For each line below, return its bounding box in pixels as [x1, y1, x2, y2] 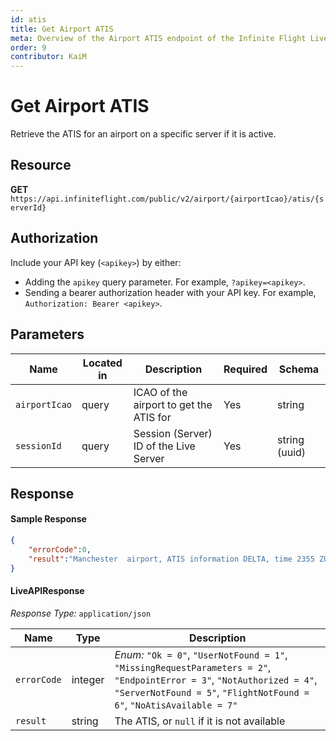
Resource [10, 157, 72, 174]
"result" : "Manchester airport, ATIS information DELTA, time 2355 [28, 554, 315, 564]
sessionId [15, 440, 62, 451]
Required [223, 362, 268, 376]
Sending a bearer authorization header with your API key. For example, [24, 286, 317, 298]
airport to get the [133, 397, 213, 411]
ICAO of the [133, 385, 188, 399]
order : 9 [10, 42, 47, 53]
